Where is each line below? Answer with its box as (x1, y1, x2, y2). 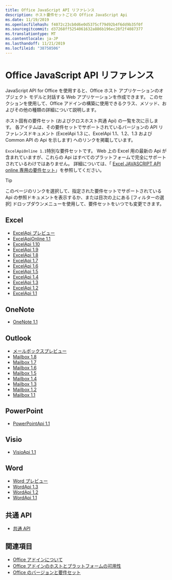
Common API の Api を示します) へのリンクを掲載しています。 (5, 137, 136, 143)
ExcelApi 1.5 (12, 268, 38, 275)
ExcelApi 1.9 (12, 247, 38, 253)
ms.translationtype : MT (5, 31, 56, 36)
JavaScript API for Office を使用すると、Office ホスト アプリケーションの (5, 87, 159, 93)
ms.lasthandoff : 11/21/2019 (5, 41, 66, 46)
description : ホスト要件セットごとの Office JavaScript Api (5, 12, 128, 17)
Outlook (5, 334, 32, 342)
